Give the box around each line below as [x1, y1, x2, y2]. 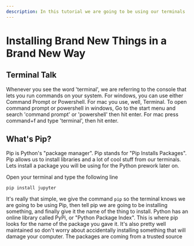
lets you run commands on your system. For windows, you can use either [6, 92, 183, 99]
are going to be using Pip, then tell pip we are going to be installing [6, 202, 168, 209]
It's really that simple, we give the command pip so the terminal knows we [6, 195, 186, 202]
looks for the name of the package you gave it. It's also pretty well [6, 221, 166, 228]
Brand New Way [6, 47, 86, 60]
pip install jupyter [6, 185, 57, 191]
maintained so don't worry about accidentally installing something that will [6, 227, 186, 234]
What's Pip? [6, 134, 52, 145]
